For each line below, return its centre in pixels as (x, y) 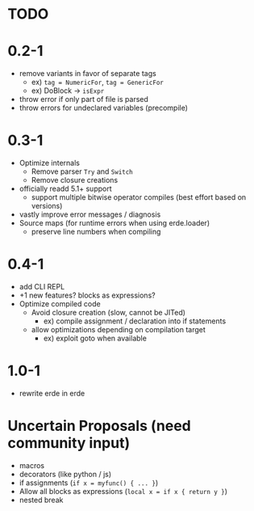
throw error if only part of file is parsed (83, 99)
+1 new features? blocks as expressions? (87, 295)
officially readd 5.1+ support (65, 189)
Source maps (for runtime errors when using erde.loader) (115, 223)
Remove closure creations (75, 180)
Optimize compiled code (60, 304)
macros (32, 465)
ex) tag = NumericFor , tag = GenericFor (98, 82)
